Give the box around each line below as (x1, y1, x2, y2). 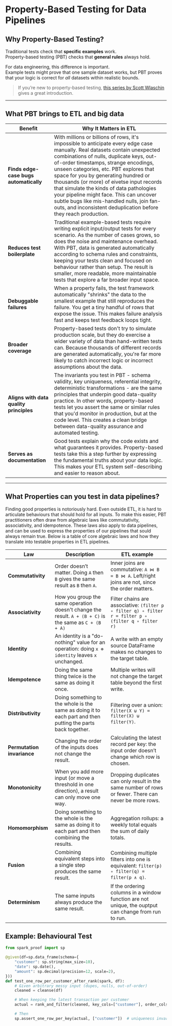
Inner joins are (110, 559, 145, 566)
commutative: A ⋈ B (110, 566, 160, 573)
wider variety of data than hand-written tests (54, 337, 163, 345)
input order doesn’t (110, 746, 157, 754)
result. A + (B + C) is (54, 612, 106, 619)
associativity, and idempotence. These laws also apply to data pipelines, (5, 522, 158, 528)
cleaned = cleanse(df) (14, 988, 63, 993)
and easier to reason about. (54, 469, 120, 477)
